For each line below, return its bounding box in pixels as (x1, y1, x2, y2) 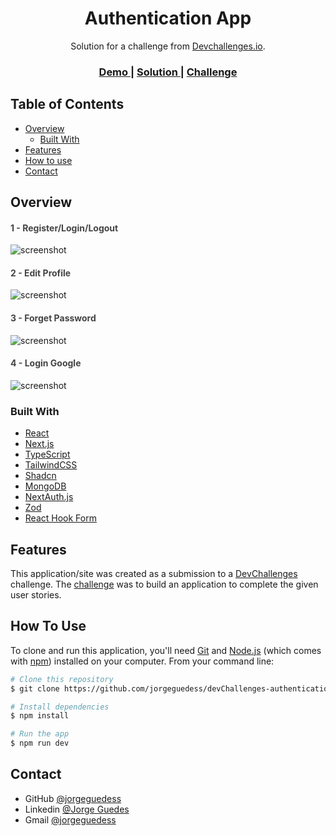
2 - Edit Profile (10, 267, 72, 279)
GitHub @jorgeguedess (24, 792, 122, 804)
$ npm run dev (10, 738, 70, 749)
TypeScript (24, 448, 71, 461)
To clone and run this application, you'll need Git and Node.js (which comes (10, 644, 322, 656)
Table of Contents (10, 96, 125, 113)
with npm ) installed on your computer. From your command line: (10, 655, 275, 667)
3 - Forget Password (10, 312, 97, 324)
